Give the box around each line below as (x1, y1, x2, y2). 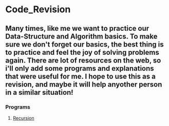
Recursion (12, 115, 34, 121)
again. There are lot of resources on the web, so (5, 56, 161, 65)
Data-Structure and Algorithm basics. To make (5, 32, 158, 40)
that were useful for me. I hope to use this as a (5, 72, 156, 80)
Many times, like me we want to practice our (5, 24, 149, 33)
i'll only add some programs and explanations (5, 64, 154, 73)
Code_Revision (5, 4, 71, 15)
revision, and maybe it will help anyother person (5, 80, 162, 89)
